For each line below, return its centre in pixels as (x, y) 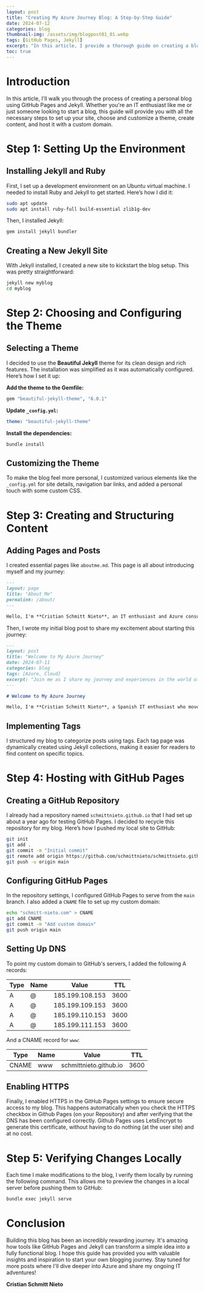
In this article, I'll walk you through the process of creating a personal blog (99, 98)
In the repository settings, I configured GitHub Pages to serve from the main (101, 895)
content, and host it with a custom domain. (60, 124)
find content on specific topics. (45, 754)
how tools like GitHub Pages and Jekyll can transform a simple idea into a (98, 1247)
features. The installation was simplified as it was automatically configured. (100, 369)
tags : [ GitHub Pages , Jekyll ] (45, 40)
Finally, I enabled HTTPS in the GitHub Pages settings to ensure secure (95, 1102)
